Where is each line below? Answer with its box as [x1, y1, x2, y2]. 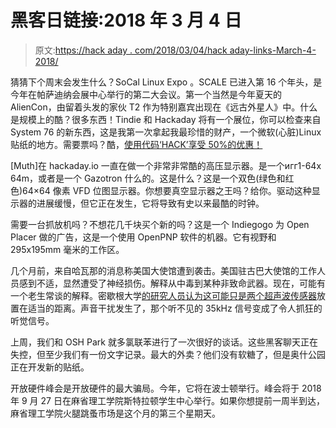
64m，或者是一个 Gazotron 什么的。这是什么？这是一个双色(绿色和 [10, 172, 286, 184]
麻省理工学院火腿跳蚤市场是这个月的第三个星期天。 [10, 407, 221, 419]
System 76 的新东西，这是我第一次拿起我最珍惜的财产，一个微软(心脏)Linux [10, 126, 322, 138]
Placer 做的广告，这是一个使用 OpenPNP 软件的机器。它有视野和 [10, 231, 277, 243]
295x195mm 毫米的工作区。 [10, 243, 125, 255]
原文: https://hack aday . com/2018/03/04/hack [34, 44, 228, 56]
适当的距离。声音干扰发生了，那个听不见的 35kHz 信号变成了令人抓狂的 [27, 302, 323, 314]
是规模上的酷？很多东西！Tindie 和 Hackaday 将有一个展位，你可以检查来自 [10, 113, 322, 125]
